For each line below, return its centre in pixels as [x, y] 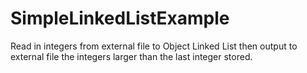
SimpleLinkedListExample [120, 18]
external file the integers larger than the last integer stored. [131, 56]
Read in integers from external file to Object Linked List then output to [154, 46]
